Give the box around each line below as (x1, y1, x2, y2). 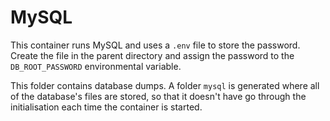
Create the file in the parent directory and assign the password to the (10, 49, 295, 61)
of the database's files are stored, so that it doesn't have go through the (10, 90, 307, 102)
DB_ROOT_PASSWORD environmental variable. (10, 60, 182, 72)
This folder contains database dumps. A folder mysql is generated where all (10, 79, 320, 91)
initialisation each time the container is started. (10, 101, 203, 113)
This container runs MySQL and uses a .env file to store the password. (10, 39, 301, 51)
